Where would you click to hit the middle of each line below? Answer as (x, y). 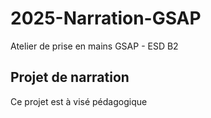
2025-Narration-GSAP (106, 18)
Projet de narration (70, 77)
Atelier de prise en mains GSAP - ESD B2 (94, 46)
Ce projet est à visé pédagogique (79, 101)
